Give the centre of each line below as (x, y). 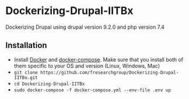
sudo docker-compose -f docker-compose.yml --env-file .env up (92, 90)
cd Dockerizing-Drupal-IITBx (49, 84)
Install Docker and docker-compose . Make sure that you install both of (99, 59)
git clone (26, 72)
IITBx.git (26, 77)
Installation (26, 45)
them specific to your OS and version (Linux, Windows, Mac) (87, 66)
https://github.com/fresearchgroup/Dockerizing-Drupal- (109, 72)
